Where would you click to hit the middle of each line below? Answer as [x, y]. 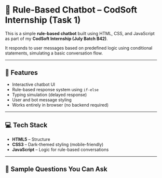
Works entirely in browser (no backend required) [60, 105]
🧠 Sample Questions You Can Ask [56, 169]
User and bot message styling [42, 100]
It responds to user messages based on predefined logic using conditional [79, 48]
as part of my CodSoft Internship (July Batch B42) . [56, 39]
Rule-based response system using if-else [55, 89]
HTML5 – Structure [31, 139]
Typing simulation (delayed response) [49, 95]
